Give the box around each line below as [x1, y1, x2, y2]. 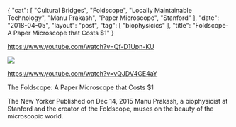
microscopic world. [7, 112, 64, 120]
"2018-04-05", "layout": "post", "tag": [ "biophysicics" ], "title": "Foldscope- [7, 21, 229, 29]
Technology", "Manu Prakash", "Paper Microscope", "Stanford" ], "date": [7, 13, 220, 22]
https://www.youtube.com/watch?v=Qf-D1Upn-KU [7, 43, 154, 50]
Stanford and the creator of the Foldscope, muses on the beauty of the [7, 104, 214, 113]
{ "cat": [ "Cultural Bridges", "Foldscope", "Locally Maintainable [7, 6, 193, 14]
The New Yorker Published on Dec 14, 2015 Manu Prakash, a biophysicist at [7, 97, 228, 105]
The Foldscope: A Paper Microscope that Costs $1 [7, 83, 154, 92]
